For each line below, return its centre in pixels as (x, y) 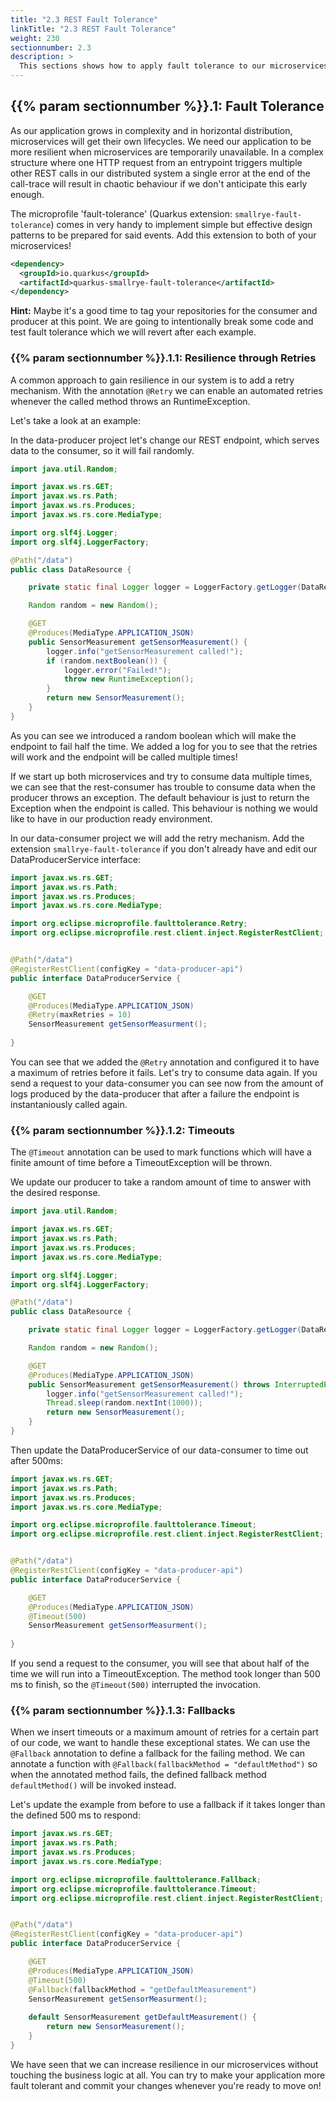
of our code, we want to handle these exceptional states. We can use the (160, 1743)
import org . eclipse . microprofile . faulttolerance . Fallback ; (136, 1879)
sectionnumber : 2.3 (51, 47)
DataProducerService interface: (75, 859)
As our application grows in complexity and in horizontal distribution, (151, 130)
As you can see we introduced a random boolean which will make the (153, 735)
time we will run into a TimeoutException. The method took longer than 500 (165, 1674)
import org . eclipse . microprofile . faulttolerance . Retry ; (129, 924)
